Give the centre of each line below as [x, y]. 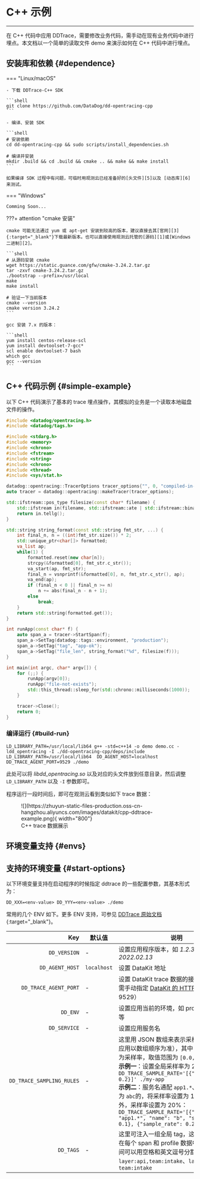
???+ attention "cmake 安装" [41, 218]
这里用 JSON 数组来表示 [152, 1040]
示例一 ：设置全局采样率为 [154, 1066]
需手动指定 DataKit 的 [148, 988]
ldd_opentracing [26, 751]
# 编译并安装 [20, 156]
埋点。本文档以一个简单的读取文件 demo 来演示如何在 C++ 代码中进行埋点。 [100, 43]
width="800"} [76, 818]
